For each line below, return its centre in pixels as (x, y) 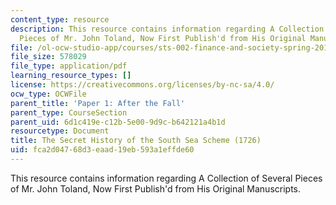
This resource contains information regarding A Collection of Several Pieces (166, 178)
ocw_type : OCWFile (48, 94)
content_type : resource (60, 19)
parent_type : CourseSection (69, 112)
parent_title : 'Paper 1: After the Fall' (98, 103)
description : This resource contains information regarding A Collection (167, 29)
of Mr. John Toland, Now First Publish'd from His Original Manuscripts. (156, 188)
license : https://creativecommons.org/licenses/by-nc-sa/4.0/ (142, 85)
